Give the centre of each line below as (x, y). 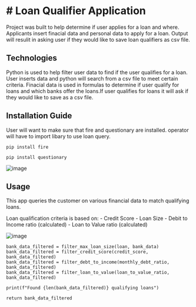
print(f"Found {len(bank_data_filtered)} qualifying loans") (83, 288)
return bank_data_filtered (39, 298)
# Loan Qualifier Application (76, 11)
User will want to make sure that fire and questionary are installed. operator (98, 130)
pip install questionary (36, 157)
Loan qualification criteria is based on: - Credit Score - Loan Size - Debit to (97, 218)
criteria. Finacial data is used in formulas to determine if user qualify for (93, 85)
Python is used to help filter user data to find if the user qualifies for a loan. (97, 72)
